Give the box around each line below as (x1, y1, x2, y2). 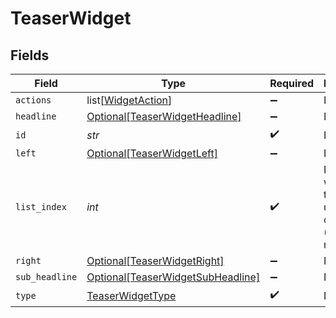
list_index (15, 202, 67, 212)
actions (15, 95, 52, 106)
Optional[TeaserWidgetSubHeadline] (86, 270, 261, 284)
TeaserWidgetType (86, 288, 177, 302)
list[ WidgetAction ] (86, 93, 173, 107)
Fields (10, 47, 50, 64)
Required (269, 77, 315, 90)
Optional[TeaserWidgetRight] (86, 254, 225, 267)
